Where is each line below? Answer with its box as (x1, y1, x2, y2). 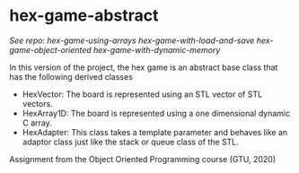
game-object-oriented (9, 44, 92, 55)
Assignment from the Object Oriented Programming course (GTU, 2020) (9, 153, 277, 164)
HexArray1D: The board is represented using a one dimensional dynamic (22, 108, 290, 118)
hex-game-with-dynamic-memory (92, 44, 221, 55)
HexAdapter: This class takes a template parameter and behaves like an (22, 126, 288, 137)
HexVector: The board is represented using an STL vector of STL (22, 89, 263, 99)
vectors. (22, 98, 54, 108)
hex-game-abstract (9, 5, 159, 26)
